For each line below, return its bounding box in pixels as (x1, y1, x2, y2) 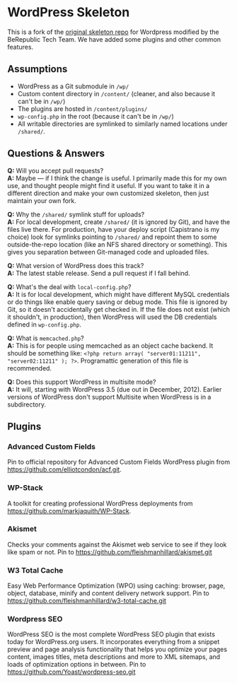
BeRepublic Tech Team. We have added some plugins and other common (7, 35, 221, 43)
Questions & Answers (7, 148, 105, 160)
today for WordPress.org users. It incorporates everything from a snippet (7, 638, 220, 646)
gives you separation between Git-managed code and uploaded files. (7, 247, 209, 256)
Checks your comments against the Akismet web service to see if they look (7, 540, 227, 549)
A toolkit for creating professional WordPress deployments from (7, 499, 193, 508)
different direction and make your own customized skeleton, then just (7, 189, 209, 197)
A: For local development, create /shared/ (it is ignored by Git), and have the (7, 217, 231, 226)
